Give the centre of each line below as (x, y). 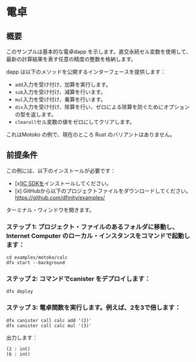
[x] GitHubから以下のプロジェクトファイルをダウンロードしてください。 (103, 191)
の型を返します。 (35, 114)
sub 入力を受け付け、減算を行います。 (60, 92)
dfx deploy (20, 292)
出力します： (22, 338)
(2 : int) (18, 349)
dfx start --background (36, 263)
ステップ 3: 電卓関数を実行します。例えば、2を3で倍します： (94, 308)
